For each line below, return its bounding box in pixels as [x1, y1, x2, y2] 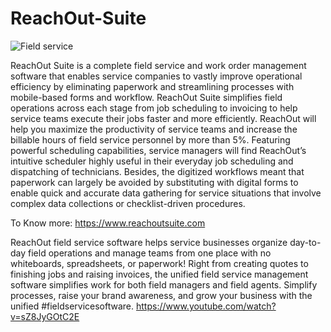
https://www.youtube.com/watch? [135, 300, 277, 312]
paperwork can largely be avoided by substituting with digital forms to [10, 176, 299, 188]
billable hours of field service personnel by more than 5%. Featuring [10, 133, 291, 146]
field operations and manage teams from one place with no [28, 247, 272, 259]
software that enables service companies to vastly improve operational [10, 70, 303, 82]
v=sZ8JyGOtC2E [10, 310, 80, 322]
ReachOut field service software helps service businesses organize [10, 236, 288, 248]
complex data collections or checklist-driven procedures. [10, 197, 246, 209]
